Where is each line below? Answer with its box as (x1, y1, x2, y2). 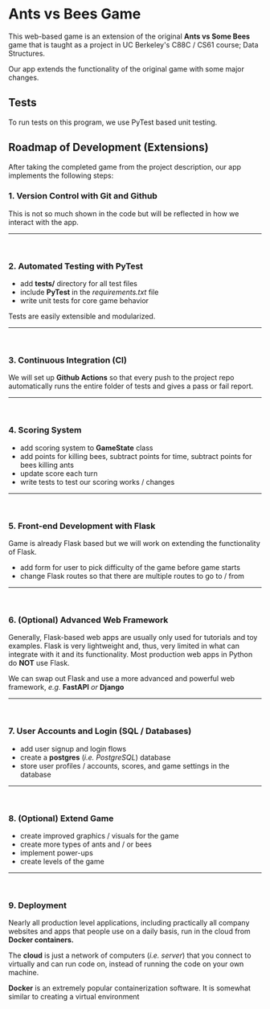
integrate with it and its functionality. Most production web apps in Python (8, 650, 253, 659)
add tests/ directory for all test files (19, 279, 138, 289)
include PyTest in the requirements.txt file (19, 287, 159, 297)
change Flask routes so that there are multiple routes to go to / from (19, 572, 245, 581)
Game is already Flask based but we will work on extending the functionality (8, 539, 261, 548)
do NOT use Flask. (8, 658, 70, 668)
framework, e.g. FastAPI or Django (8, 683, 125, 692)
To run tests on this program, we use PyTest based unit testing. (8, 117, 218, 127)
